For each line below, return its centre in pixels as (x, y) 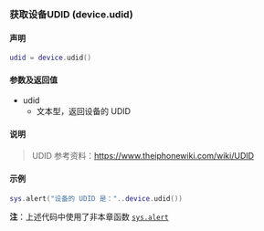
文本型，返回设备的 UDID (83, 111)
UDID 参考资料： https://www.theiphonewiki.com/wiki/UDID (143, 156)
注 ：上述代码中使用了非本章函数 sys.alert (89, 217)
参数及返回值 (33, 79)
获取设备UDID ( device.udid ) (72, 14)
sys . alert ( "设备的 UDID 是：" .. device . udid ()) (96, 198)
